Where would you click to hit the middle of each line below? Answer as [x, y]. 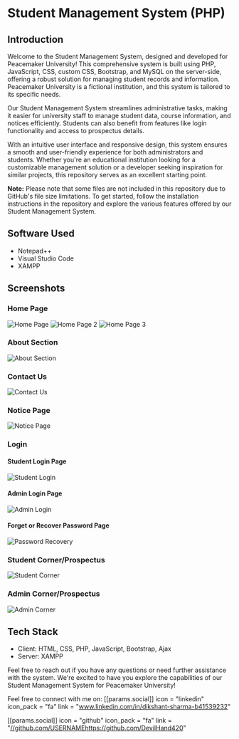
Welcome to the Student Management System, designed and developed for [118, 56]
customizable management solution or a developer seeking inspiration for [115, 167]
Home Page [28, 309]
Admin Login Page [35, 493]
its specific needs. [34, 94]
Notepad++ [34, 251]
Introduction [36, 40]
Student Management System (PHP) [116, 13]
